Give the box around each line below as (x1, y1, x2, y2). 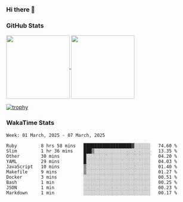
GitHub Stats (6, 21, 44, 29)
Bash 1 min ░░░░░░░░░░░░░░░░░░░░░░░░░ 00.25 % (6, 179, 178, 185)
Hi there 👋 (6, 5, 36, 14)
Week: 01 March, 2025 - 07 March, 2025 (6, 132, 106, 138)
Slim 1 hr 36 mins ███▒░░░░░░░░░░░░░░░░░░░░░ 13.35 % (6, 148, 178, 154)
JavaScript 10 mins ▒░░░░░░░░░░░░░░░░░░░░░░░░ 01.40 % (6, 164, 178, 170)
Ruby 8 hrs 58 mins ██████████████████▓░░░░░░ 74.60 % (6, 143, 178, 149)
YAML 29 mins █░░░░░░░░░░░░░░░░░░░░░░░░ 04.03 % (6, 158, 178, 164)
